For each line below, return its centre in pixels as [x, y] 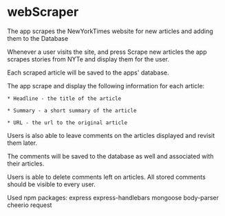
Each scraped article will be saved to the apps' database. [88, 72]
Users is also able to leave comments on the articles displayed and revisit [111, 135]
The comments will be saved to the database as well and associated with [110, 156]
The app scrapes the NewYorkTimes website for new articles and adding [110, 31]
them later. [22, 143]
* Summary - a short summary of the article [72, 110]
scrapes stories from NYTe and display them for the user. [88, 59]
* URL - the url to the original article [67, 122]
